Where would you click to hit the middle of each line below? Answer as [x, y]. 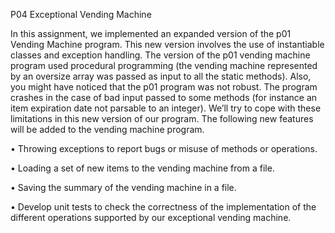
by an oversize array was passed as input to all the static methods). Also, [161, 76]
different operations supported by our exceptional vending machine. [151, 217]
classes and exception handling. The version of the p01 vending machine [160, 55]
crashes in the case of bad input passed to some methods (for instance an [164, 97]
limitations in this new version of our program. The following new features [162, 118]
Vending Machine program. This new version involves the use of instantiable [167, 44]
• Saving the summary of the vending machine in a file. [123, 187]
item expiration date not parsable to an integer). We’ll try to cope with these [166, 108]
